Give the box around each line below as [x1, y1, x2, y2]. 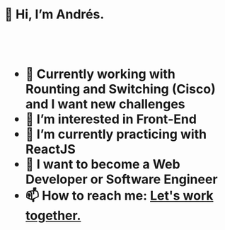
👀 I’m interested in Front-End [25, 111, 197, 127]
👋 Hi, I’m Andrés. [4, 6, 105, 23]
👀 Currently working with [25, 67, 176, 82]
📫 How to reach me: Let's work [25, 188, 214, 204]
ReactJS [25, 142, 76, 158]
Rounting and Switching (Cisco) [25, 81, 216, 98]
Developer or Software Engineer [25, 171, 218, 188]
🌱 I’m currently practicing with [25, 127, 207, 142]
